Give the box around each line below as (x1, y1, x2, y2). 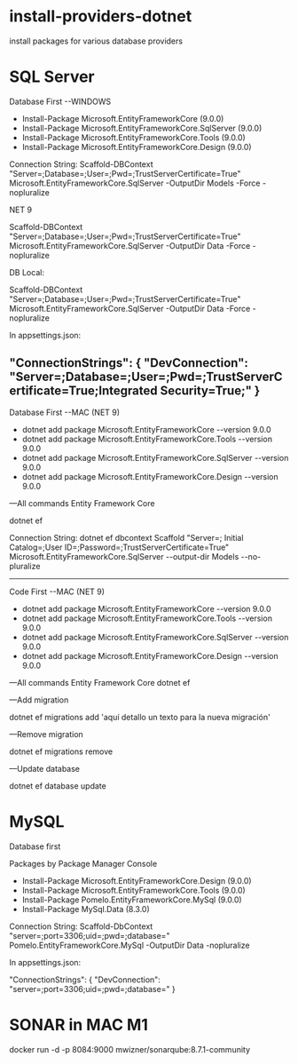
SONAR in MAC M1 (9, 1014, 149, 1035)
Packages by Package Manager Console (9, 858, 158, 869)
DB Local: (9, 266, 44, 277)
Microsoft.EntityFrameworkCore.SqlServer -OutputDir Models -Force (9, 178, 261, 188)
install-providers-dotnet (9, 6, 192, 27)
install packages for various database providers (9, 36, 184, 46)
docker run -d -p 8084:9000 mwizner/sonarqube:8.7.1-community (9, 1044, 251, 1054)
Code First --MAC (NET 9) (9, 586, 105, 597)
